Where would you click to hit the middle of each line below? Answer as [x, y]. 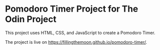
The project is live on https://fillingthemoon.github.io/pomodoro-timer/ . [76, 42]
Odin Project [31, 19]
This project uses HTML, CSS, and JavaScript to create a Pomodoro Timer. [80, 33]
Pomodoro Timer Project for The [71, 9]
